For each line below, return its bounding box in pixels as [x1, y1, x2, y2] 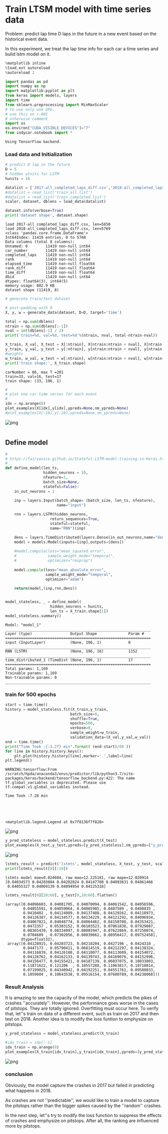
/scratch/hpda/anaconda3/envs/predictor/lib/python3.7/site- [5, 772, 135, 777]
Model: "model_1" [5, 622, 41, 628]
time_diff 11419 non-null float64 [5, 270, 95, 275]
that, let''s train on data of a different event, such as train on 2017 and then [5, 1011, 159, 1017]
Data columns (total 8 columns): [5, 239, 75, 245]
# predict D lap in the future [5, 162, 70, 167]
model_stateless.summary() [5, 613, 61, 619]
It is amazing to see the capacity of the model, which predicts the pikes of [5, 995, 157, 1001]
